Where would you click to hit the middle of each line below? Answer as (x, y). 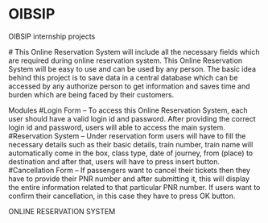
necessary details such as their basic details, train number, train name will (131, 144)
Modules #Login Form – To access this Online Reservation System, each (128, 110)
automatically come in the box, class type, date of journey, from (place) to (131, 153)
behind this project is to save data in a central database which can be (124, 77)
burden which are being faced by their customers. (91, 94)
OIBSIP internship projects (52, 36)
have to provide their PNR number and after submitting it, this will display (129, 179)
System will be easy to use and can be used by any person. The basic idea (132, 68)
